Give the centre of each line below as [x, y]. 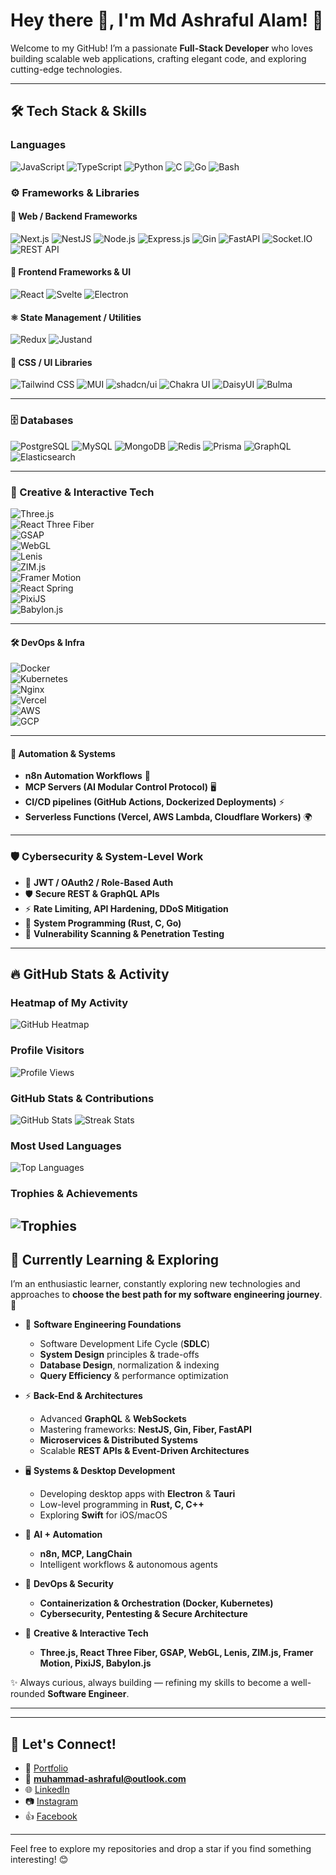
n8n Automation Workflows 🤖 [87, 776]
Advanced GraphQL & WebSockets [113, 1419]
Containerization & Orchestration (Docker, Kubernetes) [156, 1603]
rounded [28, 1694]
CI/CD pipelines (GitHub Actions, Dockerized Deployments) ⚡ [154, 802]
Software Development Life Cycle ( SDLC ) [125, 1344]
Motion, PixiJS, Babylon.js [95, 1663]
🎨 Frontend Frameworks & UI [71, 272]
